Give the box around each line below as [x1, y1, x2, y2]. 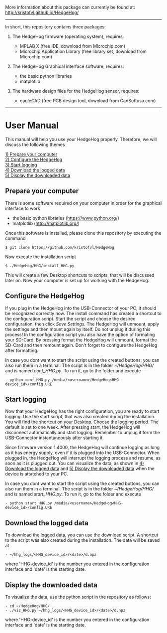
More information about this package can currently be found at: [5, 4, 135, 10]
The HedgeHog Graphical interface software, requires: [12, 63, 124, 69]
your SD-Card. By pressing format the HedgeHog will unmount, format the [5, 336, 158, 343]
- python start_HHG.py [5, 501, 52, 506]
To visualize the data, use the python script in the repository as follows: [5, 594, 151, 600]
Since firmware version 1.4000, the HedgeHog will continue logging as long [5, 445, 160, 451]
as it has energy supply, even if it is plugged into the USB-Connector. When [5, 450, 160, 456]
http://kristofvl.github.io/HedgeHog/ [5, 9, 79, 15]
